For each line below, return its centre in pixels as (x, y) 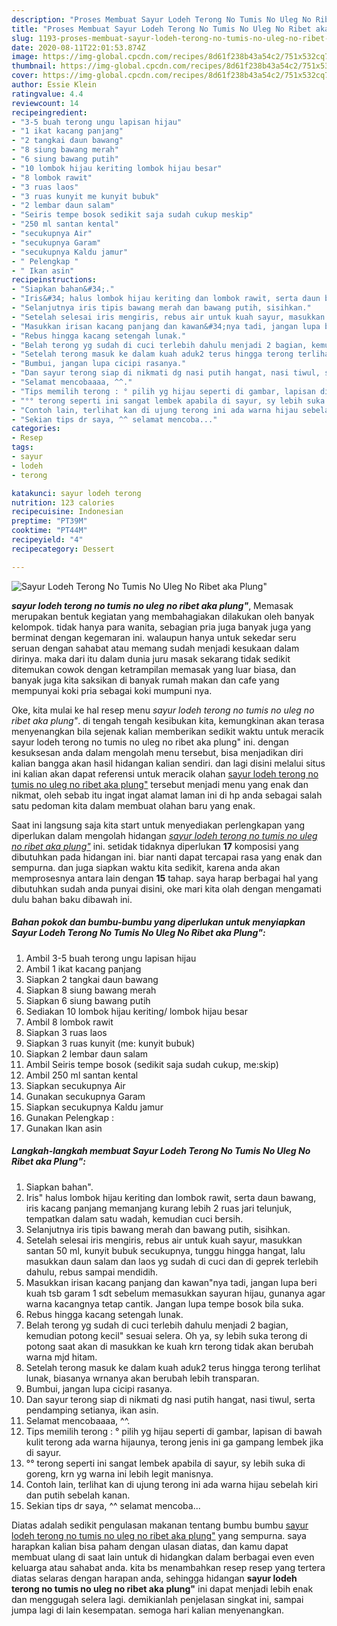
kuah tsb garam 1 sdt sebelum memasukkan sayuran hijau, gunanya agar (175, 1293)
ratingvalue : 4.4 (47, 94)
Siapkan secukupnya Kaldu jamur (94, 1107)
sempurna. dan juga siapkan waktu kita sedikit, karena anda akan (146, 867)
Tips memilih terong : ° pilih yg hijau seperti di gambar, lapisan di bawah (174, 1431)
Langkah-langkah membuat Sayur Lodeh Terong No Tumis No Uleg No (161, 1151)
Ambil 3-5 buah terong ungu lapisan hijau (111, 958)
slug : (22, 38)
